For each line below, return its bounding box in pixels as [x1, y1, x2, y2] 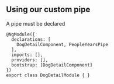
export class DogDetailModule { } [6, 72, 91, 78]
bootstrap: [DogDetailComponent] [11, 62, 93, 68]
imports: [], [11, 52, 43, 58]
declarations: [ [11, 36, 51, 43]
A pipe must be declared [6, 20, 65, 27]
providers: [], [11, 57, 49, 63]
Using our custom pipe [6, 5, 91, 15]
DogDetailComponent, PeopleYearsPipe [16, 41, 109, 47]
